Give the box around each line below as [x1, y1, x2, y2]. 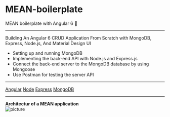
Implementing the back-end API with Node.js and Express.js [12, 55, 138, 61]
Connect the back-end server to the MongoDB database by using [12, 61, 149, 67]
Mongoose [12, 66, 35, 72]
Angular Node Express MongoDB [5, 86, 74, 92]
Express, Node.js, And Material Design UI [5, 40, 91, 46]
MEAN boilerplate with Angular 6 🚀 [5, 20, 77, 26]
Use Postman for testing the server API [12, 71, 94, 77]
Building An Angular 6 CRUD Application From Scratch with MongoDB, [5, 34, 152, 41]
